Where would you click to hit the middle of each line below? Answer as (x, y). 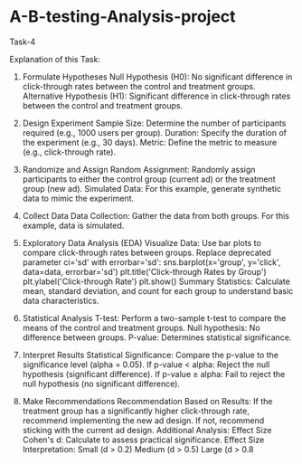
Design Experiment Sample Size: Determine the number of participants (154, 123)
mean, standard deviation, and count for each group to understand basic (158, 290)
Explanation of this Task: (55, 59)
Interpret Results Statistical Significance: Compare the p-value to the (150, 355)
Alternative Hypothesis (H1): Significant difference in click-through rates (156, 96)
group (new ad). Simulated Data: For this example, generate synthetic (152, 188)
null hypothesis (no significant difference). (101, 384)
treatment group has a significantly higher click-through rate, (136, 411)
